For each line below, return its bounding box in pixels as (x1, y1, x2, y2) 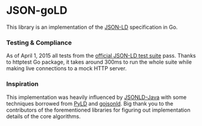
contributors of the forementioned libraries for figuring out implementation (6, 106, 191, 113)
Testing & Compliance (6, 38, 72, 47)
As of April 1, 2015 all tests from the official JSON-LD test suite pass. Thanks (6, 52, 196, 59)
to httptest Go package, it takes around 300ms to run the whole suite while (6, 58, 192, 66)
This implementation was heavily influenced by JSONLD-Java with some (6, 94, 187, 101)
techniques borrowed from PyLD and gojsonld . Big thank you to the (6, 100, 174, 107)
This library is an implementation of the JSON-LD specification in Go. (6, 23, 178, 31)
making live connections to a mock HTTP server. (6, 65, 127, 72)
